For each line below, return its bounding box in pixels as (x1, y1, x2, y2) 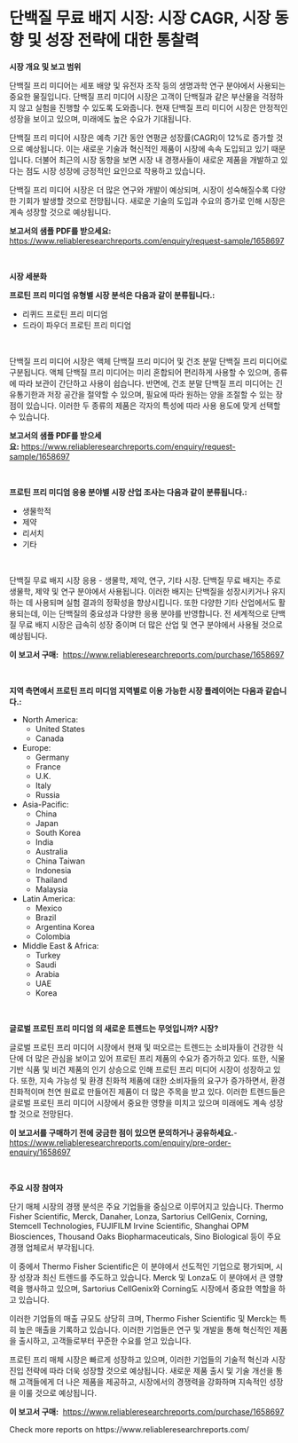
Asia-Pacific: (21, 799, 69, 809)
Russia (35, 789, 60, 800)
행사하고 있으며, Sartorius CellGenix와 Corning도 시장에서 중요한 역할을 (25, 1283, 277, 1294)
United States (35, 723, 86, 734)
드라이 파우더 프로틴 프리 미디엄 (21, 319, 131, 330)
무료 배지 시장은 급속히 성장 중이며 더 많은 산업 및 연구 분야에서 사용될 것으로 (18, 619, 284, 630)
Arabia (35, 968, 60, 979)
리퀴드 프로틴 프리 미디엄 (21, 308, 108, 319)
